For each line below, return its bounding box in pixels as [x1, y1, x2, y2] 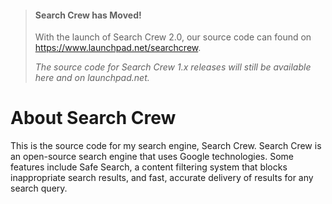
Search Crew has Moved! [34, 9, 142, 21]
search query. [10, 182, 68, 195]
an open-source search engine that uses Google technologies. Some [10, 151, 295, 163]
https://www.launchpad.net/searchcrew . [34, 42, 202, 54]
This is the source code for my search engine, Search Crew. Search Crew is [10, 140, 322, 152]
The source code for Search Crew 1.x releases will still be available [34, 61, 312, 73]
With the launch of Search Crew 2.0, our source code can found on [34, 31, 312, 43]
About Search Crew [10, 107, 177, 130]
